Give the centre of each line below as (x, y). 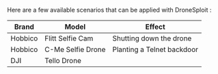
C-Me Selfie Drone (75, 49)
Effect (155, 27)
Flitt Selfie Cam (69, 38)
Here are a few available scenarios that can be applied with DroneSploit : (109, 10)
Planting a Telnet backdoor (155, 49)
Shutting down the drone (152, 38)
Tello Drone (63, 61)
